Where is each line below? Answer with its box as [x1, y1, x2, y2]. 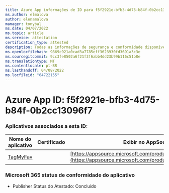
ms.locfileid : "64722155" [5, 73, 59, 78]
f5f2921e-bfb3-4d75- [66, 94, 160, 106]
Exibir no [123, 139, 145, 146]
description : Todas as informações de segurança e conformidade [5, 45, 143, 50]
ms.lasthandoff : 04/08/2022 [5, 68, 64, 73]
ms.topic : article [5, 31, 44, 36]
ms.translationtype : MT [5, 59, 55, 64]
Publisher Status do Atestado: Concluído [12, 183, 97, 189]
